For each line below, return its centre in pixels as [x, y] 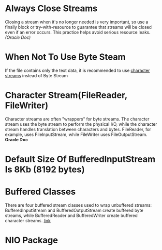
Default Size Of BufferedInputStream [80, 159]
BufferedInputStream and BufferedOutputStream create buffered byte [74, 210]
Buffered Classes [40, 192]
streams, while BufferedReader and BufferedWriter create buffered [71, 215]
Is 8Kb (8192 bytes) [45, 169]
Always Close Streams [51, 8]
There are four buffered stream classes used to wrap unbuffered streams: [79, 205]
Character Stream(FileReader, [66, 95]
